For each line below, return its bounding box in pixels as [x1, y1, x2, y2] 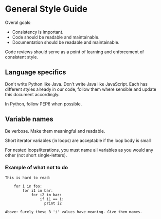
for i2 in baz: [31, 192, 62, 197]
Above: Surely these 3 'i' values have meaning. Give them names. [5, 209, 143, 214]
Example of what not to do [5, 164, 68, 171]
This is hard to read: [5, 175, 51, 180]
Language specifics [5, 68, 67, 77]
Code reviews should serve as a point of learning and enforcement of [5, 49, 144, 55]
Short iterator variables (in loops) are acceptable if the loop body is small [5, 138, 151, 143]
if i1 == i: [39, 197, 64, 201]
